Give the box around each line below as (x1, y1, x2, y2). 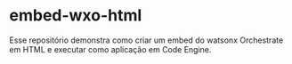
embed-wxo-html (9, 5, 142, 26)
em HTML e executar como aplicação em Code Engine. (9, 44, 212, 54)
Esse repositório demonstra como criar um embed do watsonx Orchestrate (9, 35, 284, 45)
